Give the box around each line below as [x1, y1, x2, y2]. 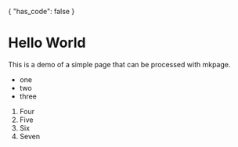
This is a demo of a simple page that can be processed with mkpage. [8, 59, 231, 69]
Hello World [8, 34, 86, 52]
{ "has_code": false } [8, 7, 75, 16]
